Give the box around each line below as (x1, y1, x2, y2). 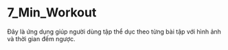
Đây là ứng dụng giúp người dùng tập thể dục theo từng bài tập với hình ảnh (7, 27, 222, 36)
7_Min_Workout (7, 5, 97, 21)
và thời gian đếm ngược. (7, 34, 76, 42)
